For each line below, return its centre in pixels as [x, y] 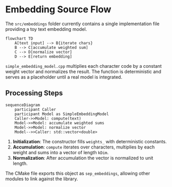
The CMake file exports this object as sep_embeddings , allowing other [78, 173]
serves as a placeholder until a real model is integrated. [64, 77]
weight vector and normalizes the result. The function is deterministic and [83, 71]
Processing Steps [34, 93]
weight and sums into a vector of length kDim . [61, 152]
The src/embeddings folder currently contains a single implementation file [82, 24]
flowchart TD [19, 39]
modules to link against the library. [42, 179]
